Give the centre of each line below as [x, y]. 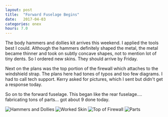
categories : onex [23, 24]
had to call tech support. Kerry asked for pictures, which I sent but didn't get [84, 79]
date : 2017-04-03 [26, 19]
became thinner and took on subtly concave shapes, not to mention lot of [81, 54]
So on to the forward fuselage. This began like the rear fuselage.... [74, 94]
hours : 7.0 [17, 29]
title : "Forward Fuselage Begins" [42, 15]
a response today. [24, 85]
